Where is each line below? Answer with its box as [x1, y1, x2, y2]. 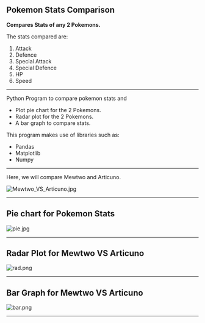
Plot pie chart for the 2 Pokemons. [15, 106, 102, 113]
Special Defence [15, 64, 57, 71]
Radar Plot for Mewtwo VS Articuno [6, 248, 145, 258]
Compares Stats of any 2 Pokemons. [6, 21, 101, 28]
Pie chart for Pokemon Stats [6, 208, 115, 219]
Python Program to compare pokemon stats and [6, 94, 127, 102]
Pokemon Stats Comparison [6, 5, 115, 15]
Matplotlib [15, 149, 41, 157]
